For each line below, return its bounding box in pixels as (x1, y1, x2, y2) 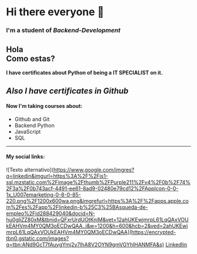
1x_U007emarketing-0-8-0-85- (6, 191, 81, 198)
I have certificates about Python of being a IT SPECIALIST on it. (6, 69, 163, 76)
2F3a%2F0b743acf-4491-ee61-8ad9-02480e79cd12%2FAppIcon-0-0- (6, 185, 179, 192)
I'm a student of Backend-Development (6, 26, 121, 35)
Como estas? (6, 53, 56, 63)
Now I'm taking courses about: (6, 102, 83, 109)
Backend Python (14, 121, 55, 128)
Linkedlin (165, 241, 188, 248)
